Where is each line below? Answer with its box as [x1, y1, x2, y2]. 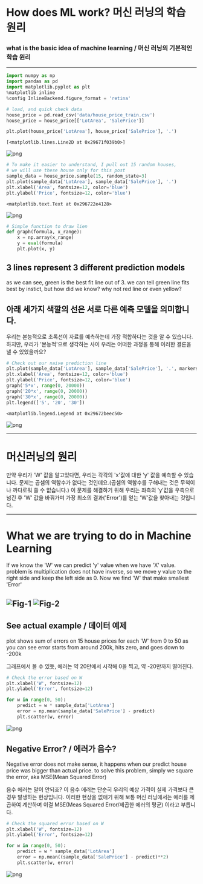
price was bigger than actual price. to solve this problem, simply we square [6, 766, 193, 774]
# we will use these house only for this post [6, 167, 126, 173]
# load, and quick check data [6, 106, 83, 112]
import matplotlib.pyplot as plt [6, 84, 91, 90]
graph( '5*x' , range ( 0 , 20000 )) [6, 383, 85, 389]
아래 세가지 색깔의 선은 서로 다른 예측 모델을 [6, 304, 158, 315]
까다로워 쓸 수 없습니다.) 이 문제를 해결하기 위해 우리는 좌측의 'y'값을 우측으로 [12, 486, 195, 494]
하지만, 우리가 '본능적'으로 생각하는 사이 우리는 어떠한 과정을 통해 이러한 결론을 [6, 340, 192, 347]
